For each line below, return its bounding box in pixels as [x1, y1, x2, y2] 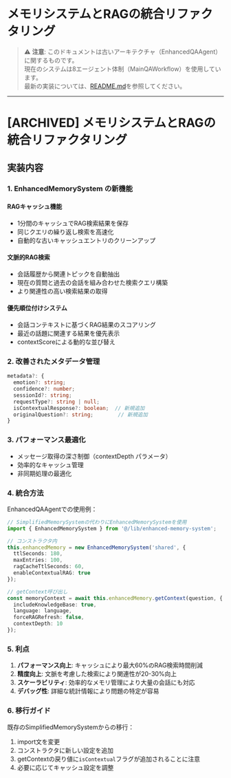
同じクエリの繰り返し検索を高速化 [16, 228, 114, 236]
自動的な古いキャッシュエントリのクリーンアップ [16, 236, 156, 244]
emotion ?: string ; [13, 379, 67, 386]
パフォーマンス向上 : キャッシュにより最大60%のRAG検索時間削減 [16, 661, 203, 669]
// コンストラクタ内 [7, 537, 57, 544]
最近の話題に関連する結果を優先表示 [16, 329, 120, 338]
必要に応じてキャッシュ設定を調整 [16, 763, 114, 771]
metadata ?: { [7, 373, 45, 380]
